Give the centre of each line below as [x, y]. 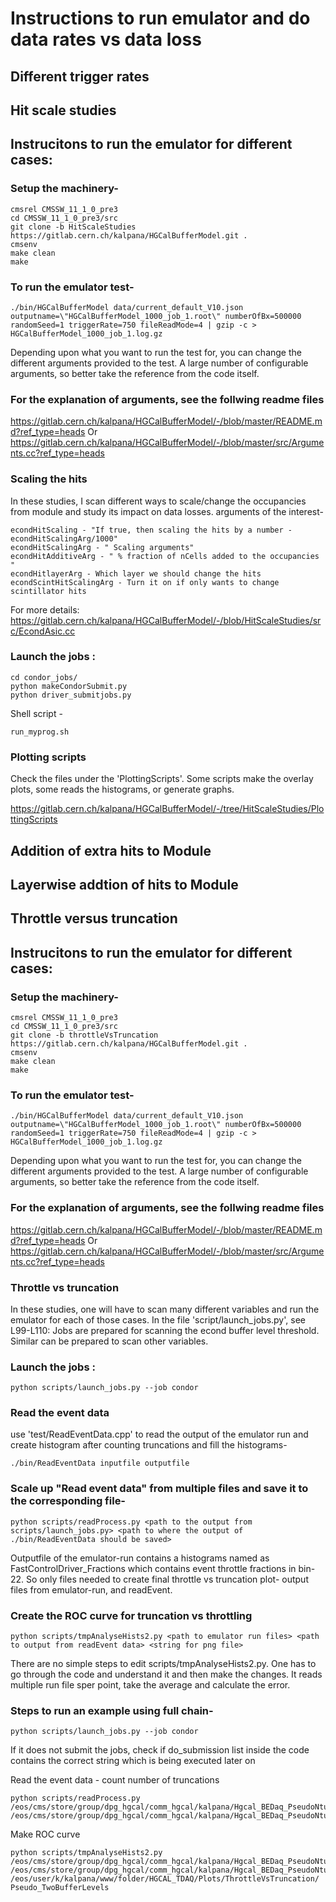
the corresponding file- [68, 1501]
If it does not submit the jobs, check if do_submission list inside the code [160, 1750]
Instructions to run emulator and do [160, 18]
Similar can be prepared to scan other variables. [109, 1341]
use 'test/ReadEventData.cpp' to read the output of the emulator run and [159, 1434]
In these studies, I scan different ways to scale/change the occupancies [158, 501]
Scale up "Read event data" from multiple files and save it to [159, 1489]
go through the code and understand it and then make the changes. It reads [166, 1674]
